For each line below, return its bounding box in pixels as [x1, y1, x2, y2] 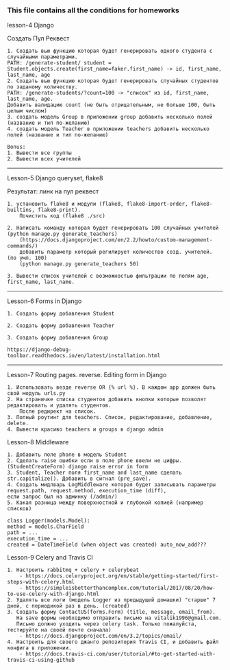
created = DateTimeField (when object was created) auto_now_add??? [7, 541, 207, 549]
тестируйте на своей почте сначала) [7, 627, 112, 634]
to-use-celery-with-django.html [7, 590, 99, 598]
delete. [7, 420, 29, 427]
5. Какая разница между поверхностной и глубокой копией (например [7, 499, 204, 506]
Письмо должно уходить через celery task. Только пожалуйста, [16, 621, 197, 627]
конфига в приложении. [7, 645, 72, 651]
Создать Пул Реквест [7, 34, 70, 43]
